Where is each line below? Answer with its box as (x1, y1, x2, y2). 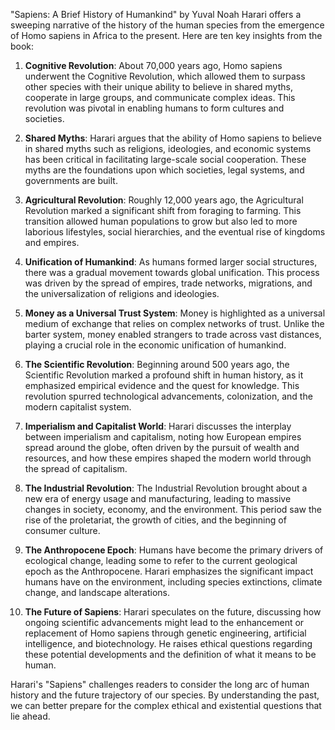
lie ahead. (10, 710, 51, 722)
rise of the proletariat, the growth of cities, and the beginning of (24, 514, 287, 526)
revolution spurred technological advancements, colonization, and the (24, 390, 313, 402)
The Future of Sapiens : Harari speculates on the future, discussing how (24, 606, 322, 618)
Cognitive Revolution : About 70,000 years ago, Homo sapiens (24, 60, 283, 71)
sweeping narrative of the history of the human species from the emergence (10, 19, 325, 31)
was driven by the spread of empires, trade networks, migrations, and (24, 277, 313, 289)
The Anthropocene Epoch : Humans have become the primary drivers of (24, 544, 324, 556)
